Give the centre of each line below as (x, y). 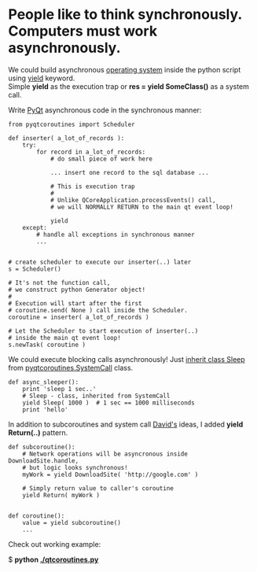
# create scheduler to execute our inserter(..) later (100, 262)
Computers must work (83, 31)
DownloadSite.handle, (44, 461)
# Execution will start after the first (75, 303)
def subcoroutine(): (42, 447)
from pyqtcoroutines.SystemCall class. (71, 367)
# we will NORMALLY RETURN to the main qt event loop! (142, 207)
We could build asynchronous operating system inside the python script (125, 69)
